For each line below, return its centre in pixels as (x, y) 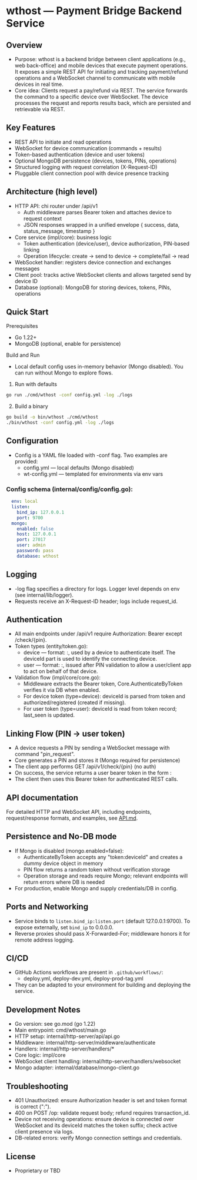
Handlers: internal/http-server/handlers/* (64, 1049)
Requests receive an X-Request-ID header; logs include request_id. (96, 601)
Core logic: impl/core (40, 1055)
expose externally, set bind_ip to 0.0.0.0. (64, 927)
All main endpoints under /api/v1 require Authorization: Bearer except (98, 634)
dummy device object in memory (63, 863)
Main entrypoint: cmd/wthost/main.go (60, 1030)
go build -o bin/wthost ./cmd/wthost (52, 417)
